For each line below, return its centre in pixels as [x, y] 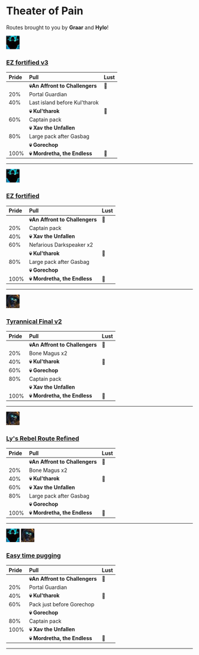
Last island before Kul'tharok [64, 103]
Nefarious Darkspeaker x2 [61, 245]
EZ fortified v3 [27, 62]
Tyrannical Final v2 [34, 321]
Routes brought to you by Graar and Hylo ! [57, 27]
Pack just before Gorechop [62, 604]
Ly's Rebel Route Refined [43, 438]
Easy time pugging [33, 555]
